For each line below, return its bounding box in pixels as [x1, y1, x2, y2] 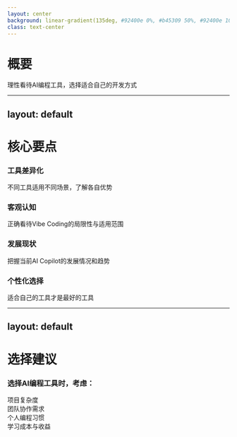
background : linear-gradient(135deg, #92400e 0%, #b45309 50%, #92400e [7, 17, 222, 24]
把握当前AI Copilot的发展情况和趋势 [7, 256, 111, 265]
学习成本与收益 [7, 421, 51, 431]
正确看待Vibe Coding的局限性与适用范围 [7, 220, 124, 228]
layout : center [7, 10, 52, 18]
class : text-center [7, 23, 65, 30]
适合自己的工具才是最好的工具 [7, 294, 94, 302]
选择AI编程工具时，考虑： [7, 378, 95, 388]
